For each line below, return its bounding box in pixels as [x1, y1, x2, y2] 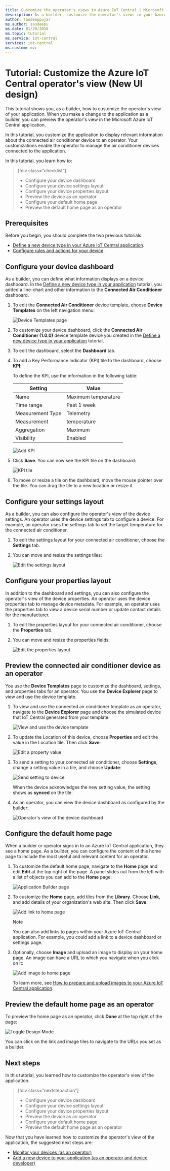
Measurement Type [15, 410, 62, 417]
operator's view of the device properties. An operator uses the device [5, 595, 151, 602]
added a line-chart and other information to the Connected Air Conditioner [5, 287, 162, 293]
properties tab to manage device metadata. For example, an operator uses [5, 600, 160, 607]
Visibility [15, 435, 35, 442]
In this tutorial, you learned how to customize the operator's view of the [5, 1072, 154, 1079]
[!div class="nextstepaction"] [17, 1088, 79, 1094]
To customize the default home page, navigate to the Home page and [12, 863, 158, 869]
